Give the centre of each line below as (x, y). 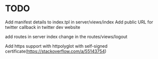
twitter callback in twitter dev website (43, 27)
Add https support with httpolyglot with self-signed (56, 46)
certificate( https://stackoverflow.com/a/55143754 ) (56, 51)
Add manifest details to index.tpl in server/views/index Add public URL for (79, 22)
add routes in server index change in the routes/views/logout (66, 37)
